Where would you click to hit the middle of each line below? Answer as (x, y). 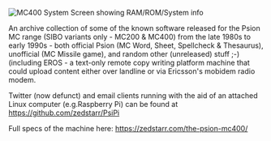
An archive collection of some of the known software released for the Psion (135, 28)
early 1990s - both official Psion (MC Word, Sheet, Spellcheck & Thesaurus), (136, 45)
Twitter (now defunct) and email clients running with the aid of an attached (133, 96)
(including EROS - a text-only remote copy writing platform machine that (129, 62)
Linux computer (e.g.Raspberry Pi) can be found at (93, 104)
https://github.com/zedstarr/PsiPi (64, 113)
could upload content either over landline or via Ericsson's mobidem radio (132, 71)
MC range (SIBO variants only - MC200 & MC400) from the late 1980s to (130, 37)
